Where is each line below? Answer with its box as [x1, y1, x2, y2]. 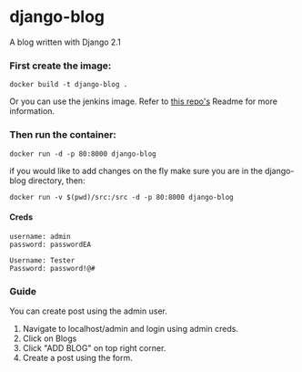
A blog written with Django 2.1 [9, 36, 121, 47]
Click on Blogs [22, 333, 77, 344]
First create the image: [9, 59, 112, 72]
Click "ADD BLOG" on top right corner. [22, 343, 166, 354]
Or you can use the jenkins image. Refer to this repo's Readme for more [9, 96, 277, 107]
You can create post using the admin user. [9, 305, 168, 316]
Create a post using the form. [22, 353, 134, 364]
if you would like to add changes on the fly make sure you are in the [9, 165, 264, 176]
